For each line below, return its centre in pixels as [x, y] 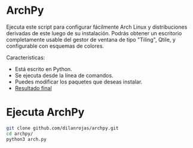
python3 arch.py [26, 139]
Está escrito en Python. [44, 69]
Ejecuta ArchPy [45, 112]
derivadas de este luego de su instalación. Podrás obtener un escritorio [94, 33]
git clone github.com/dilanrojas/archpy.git [62, 128]
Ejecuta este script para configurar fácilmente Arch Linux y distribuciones [97, 27]
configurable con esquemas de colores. [55, 46]
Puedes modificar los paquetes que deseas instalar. [79, 82]
